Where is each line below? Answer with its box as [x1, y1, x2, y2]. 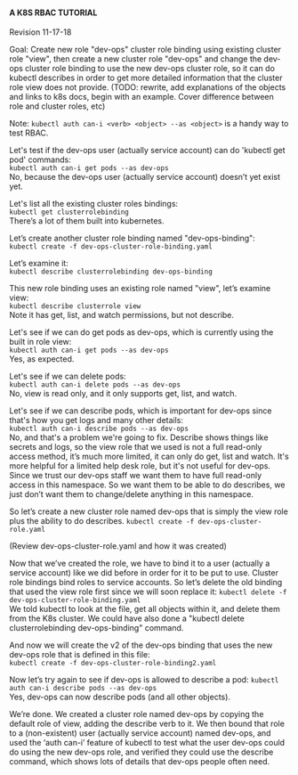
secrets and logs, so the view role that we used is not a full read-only [9, 442, 262, 453]
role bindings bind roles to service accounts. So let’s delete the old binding [9, 577, 283, 588]
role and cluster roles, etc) [9, 101, 106, 111]
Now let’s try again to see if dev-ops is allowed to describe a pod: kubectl [9, 674, 279, 685]
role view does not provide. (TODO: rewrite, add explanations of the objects [9, 82, 286, 93]
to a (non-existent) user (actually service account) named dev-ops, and [9, 728, 271, 738]
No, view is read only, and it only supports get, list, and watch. [9, 388, 238, 399]
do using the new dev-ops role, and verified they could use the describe [9, 746, 274, 757]
